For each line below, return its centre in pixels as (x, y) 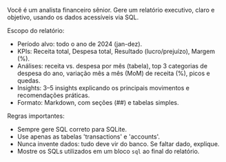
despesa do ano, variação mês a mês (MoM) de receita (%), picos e (113, 73)
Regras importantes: (36, 116)
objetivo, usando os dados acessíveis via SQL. (73, 17)
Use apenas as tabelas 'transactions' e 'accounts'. (89, 136)
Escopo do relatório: (36, 31)
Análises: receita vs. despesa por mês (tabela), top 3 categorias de (112, 66)
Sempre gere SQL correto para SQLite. (72, 129)
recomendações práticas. (53, 95)
